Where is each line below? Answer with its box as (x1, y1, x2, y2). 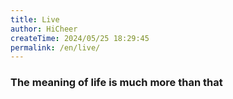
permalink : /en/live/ (10, 42, 101, 53)
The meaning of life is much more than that (10, 76, 223, 90)
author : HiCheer (10, 24, 78, 34)
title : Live (10, 14, 60, 25)
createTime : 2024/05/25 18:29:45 (10, 33, 150, 43)
